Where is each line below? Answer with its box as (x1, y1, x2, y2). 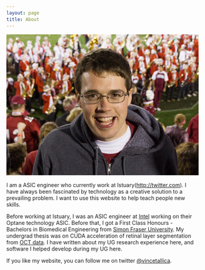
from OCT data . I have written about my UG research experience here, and (6, 238, 194, 246)
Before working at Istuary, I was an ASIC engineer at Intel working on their (6, 213, 192, 220)
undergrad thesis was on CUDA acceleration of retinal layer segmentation (6, 232, 192, 239)
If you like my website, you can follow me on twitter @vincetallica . (6, 257, 172, 264)
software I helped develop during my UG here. (6, 245, 123, 252)
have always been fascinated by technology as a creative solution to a (6, 188, 183, 195)
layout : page (6, 10, 40, 16)
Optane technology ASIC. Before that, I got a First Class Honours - (6, 219, 173, 226)
